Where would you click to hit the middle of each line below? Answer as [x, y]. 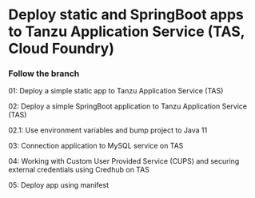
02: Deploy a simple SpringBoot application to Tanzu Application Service [128, 106]
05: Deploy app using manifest [59, 185]
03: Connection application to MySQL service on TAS [96, 146]
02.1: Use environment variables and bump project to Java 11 [108, 130]
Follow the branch [44, 73]
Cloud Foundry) [61, 49]
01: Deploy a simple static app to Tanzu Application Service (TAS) [116, 91]
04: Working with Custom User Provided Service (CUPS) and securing [124, 161]
